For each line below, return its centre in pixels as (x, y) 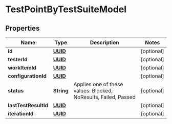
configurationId (27, 76)
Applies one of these (98, 84)
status (16, 91)
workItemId (22, 68)
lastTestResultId (28, 105)
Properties (23, 28)
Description (104, 43)
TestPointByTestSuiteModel (66, 9)
